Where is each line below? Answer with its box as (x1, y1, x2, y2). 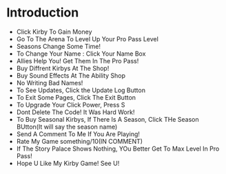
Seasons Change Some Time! (16, 42, 101, 50)
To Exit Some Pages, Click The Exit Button (16, 93, 136, 101)
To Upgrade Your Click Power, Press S (16, 100, 125, 109)
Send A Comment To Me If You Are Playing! (16, 129, 141, 138)
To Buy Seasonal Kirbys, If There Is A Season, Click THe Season (16, 115, 199, 123)
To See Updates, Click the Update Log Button (16, 86, 146, 94)
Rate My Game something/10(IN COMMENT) (16, 137, 143, 145)
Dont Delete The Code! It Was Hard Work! (16, 108, 135, 116)
